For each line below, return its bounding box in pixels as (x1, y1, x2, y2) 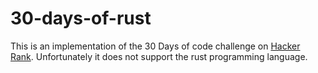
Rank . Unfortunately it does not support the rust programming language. (10, 50, 308, 62)
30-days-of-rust (10, 7, 152, 30)
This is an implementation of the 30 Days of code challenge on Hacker (10, 40, 301, 52)
